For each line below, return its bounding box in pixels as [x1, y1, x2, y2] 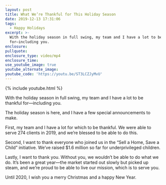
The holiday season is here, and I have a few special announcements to [5, 109, 151, 115]
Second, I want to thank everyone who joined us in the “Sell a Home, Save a [5, 139, 160, 145]
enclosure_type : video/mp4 [5, 53, 61, 58]
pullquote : [5, 48, 28, 53]
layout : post [5, 7, 32, 12]
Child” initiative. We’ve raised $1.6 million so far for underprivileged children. [5, 144, 161, 150]
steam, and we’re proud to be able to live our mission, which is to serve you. [5, 164, 160, 171]
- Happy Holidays [9, 26, 45, 31]
